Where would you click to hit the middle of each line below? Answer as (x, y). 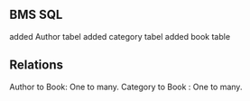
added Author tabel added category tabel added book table (120, 36)
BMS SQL (36, 15)
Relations (37, 65)
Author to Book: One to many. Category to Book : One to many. (126, 87)
